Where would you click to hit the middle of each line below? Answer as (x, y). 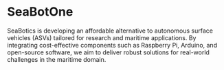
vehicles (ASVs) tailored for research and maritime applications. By (102, 37)
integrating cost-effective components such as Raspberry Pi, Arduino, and (112, 45)
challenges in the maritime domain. (57, 59)
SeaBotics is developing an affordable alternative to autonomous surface (110, 31)
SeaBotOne (40, 12)
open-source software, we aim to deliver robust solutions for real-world (108, 52)
